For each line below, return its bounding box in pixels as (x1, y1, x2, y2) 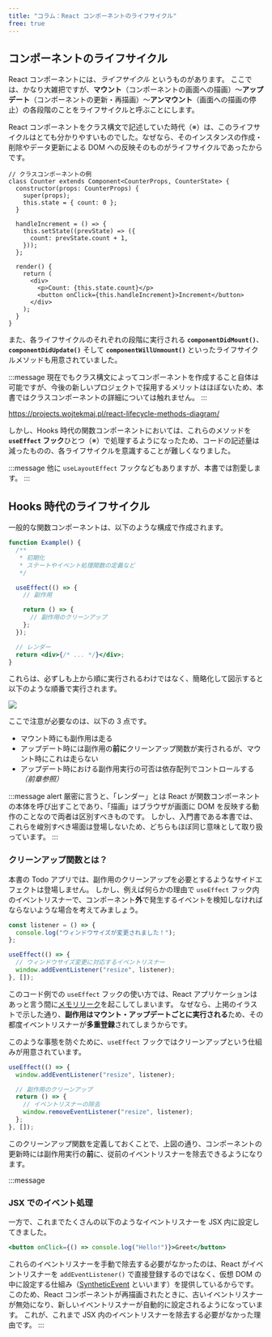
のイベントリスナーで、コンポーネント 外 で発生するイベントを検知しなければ (8, 895, 263, 904)
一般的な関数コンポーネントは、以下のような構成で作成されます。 (8, 523, 228, 533)
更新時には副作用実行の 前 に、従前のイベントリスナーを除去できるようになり (8, 1149, 264, 1158)
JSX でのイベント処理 (8, 1197, 93, 1208)
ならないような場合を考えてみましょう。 (8, 904, 143, 914)
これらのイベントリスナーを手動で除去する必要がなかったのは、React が (8, 1259, 249, 1269)
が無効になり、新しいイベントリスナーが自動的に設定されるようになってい (8, 1300, 257, 1309)
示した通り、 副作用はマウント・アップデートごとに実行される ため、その (22, 1009, 264, 1019)
